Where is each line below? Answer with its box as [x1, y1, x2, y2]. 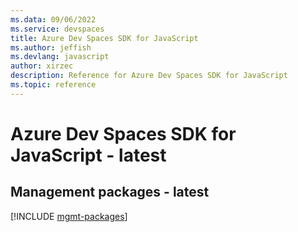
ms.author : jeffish [10, 42, 92, 53]
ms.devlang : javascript [10, 52, 110, 62]
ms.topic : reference [10, 80, 97, 90]
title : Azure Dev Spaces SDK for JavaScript [10, 33, 199, 43]
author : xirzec [10, 61, 74, 71]
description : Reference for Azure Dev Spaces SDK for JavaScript [10, 71, 288, 81]
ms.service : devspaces [10, 24, 105, 34]
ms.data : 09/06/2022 [10, 14, 97, 25]
